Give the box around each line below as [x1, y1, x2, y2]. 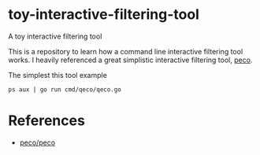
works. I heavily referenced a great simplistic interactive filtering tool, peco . [8, 55, 253, 65]
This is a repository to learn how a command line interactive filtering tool [8, 46, 243, 56]
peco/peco [19, 138, 56, 147]
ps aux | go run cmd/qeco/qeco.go [8, 85, 122, 94]
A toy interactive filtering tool [8, 31, 102, 41]
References [8, 112, 85, 130]
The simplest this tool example [8, 70, 108, 79]
